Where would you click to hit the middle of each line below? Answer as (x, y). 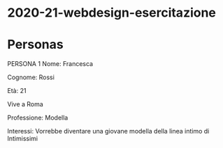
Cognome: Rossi (31, 77)
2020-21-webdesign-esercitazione (112, 13)
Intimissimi (23, 139)
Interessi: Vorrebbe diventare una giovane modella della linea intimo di (108, 131)
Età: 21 (17, 91)
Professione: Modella (38, 118)
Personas (36, 45)
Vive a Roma (25, 104)
